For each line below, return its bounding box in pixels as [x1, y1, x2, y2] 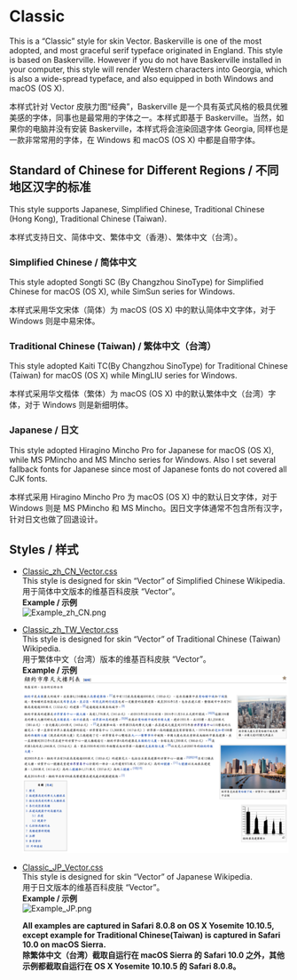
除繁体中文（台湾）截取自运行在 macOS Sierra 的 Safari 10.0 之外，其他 [21, 950, 285, 960]
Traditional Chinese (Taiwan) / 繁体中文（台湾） [9, 339, 217, 352]
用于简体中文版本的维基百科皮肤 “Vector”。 [21, 586, 180, 597]
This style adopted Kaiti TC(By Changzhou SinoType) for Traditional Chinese [9, 361, 288, 371]
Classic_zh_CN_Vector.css [21, 566, 118, 577]
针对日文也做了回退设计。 [9, 514, 103, 524]
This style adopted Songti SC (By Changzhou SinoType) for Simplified [9, 277, 264, 288]
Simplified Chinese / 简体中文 [9, 256, 137, 268]
